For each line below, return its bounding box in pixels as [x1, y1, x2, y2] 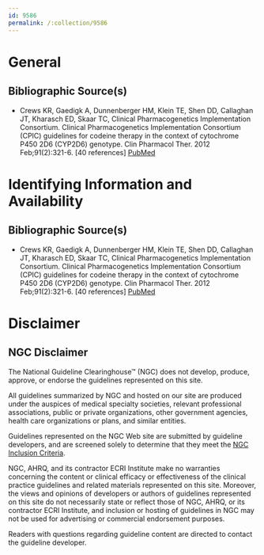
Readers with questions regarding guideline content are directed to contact [8, 529, 253, 538]
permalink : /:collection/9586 [8, 19, 108, 27]
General [8, 53, 62, 71]
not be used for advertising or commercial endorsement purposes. [8, 514, 225, 523]
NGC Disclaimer [8, 346, 89, 359]
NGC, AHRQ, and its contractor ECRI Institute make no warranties [8, 463, 221, 473]
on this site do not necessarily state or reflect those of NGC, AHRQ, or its [8, 496, 245, 507]
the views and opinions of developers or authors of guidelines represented [8, 488, 251, 498]
